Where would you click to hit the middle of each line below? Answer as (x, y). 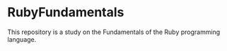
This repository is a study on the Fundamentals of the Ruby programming (114, 32)
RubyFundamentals (66, 12)
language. (22, 39)
